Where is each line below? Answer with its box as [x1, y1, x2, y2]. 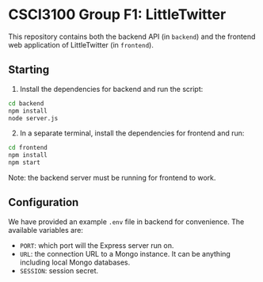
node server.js [8, 114, 59, 122]
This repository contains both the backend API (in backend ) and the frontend [8, 32, 256, 41]
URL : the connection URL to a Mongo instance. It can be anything [19, 249, 231, 258]
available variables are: [8, 225, 83, 234]
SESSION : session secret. [19, 265, 99, 275]
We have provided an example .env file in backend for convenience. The [8, 216, 245, 227]
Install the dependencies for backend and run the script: [19, 84, 204, 93]
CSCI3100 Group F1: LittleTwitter [8, 6, 227, 24]
